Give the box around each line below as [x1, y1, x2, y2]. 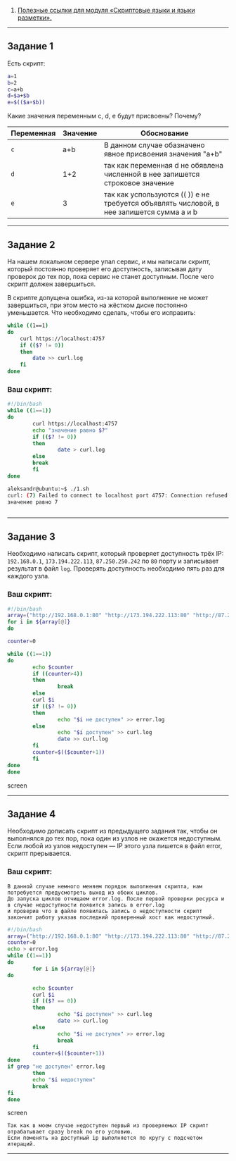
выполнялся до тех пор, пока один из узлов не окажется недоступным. [7, 834, 223, 843]
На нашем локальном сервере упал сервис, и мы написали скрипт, [7, 257, 211, 266]
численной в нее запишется [104, 169, 200, 179]
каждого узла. [7, 572, 51, 580]
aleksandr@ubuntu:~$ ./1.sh [7, 485, 90, 492]
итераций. [7, 1141, 37, 1148]
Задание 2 [7, 239, 55, 251]
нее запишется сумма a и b [104, 207, 198, 217]
